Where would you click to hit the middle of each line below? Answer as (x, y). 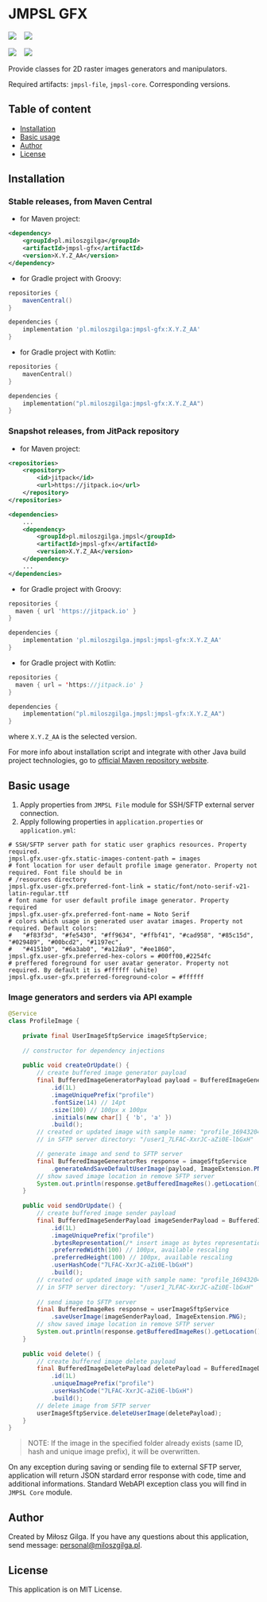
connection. (39, 813)
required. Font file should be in (66, 873)
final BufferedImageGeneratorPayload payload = (117, 1080)
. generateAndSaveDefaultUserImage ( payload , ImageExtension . (152, 1169)
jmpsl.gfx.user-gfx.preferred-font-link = (79, 887)
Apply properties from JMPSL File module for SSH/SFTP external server (137, 805)
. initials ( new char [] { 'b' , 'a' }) (111, 1117)
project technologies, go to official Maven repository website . (108, 761)
